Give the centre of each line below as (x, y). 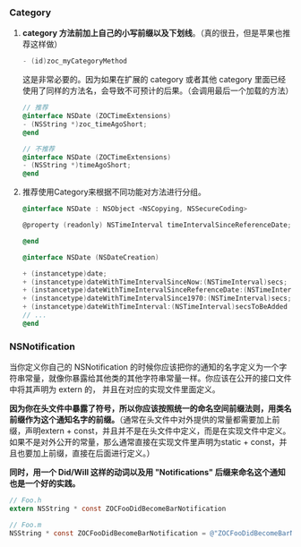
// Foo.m (26, 525)
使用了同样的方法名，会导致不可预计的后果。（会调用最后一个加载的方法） (158, 90)
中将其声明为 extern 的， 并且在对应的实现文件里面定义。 (115, 389)
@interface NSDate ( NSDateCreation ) (90, 257)
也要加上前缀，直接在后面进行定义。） (86, 453)
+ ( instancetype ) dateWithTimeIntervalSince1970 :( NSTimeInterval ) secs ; (157, 299)
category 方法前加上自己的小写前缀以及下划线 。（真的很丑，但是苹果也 (152, 33)
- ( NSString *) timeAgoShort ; (77, 166)
